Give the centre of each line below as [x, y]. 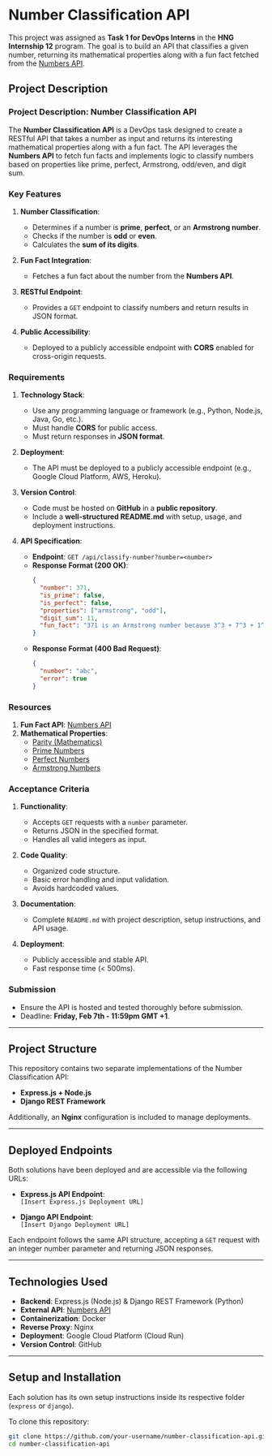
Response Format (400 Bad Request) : [97, 649]
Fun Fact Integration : [55, 260]
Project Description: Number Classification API [102, 112]
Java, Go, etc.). [57, 419]
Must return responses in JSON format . [98, 437]
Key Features [35, 194]
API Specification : [51, 541]
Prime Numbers [58, 751]
